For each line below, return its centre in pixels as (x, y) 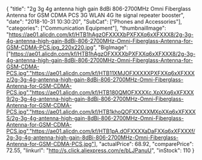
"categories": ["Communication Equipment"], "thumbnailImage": (86, 28)
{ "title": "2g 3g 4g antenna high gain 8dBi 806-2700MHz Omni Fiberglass (99, 9)
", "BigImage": (110, 47)
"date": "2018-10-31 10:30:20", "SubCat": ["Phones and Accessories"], (94, 22)
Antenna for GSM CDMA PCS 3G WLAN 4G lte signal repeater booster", (95, 15)
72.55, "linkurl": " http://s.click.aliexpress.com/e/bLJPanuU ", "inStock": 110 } (100, 150)
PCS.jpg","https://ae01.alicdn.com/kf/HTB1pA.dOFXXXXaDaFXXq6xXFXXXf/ (101, 131)
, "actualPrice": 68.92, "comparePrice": (145, 144)
